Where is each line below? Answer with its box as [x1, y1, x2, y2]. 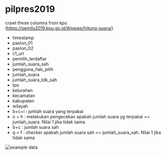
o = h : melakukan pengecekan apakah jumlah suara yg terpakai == [12, 113, 150, 119]
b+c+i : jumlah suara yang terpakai [12, 108, 84, 114]
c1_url [12, 51, 24, 56]
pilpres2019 [5, 3, 55, 15]
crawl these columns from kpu [5, 20, 67, 26]
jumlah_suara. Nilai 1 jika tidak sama [12, 119, 86, 125]
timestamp [12, 35, 34, 41]
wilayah [12, 103, 28, 109]
